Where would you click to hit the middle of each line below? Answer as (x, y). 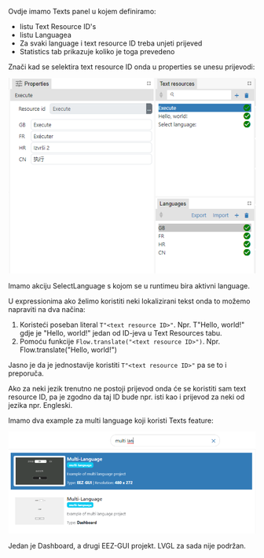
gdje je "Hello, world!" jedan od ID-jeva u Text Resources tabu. (121, 332)
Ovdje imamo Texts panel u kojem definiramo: (82, 11)
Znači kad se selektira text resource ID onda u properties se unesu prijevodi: (132, 67)
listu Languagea (46, 35)
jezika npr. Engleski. (40, 405)
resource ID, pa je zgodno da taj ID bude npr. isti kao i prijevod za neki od (126, 397)
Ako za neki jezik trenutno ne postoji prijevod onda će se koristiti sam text (127, 388)
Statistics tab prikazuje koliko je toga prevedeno (97, 51)
